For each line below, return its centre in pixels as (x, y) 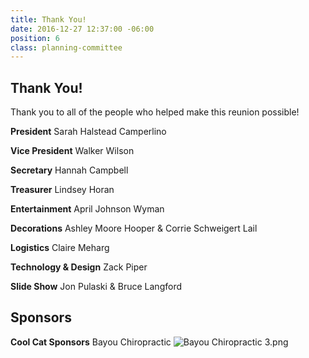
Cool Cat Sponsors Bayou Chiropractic (91, 342)
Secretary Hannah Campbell (69, 170)
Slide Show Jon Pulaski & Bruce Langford (96, 287)
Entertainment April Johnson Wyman (87, 209)
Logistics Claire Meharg (60, 248)
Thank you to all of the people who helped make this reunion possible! (155, 112)
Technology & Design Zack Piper (79, 267)
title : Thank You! (48, 19)
